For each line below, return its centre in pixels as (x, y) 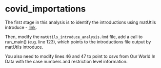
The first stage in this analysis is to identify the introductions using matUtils (80, 22)
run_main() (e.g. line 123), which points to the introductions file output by (78, 41)
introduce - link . (21, 27)
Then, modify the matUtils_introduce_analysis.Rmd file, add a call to (74, 37)
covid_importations (46, 9)
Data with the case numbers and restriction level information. (66, 61)
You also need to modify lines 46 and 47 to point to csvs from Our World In (80, 56)
